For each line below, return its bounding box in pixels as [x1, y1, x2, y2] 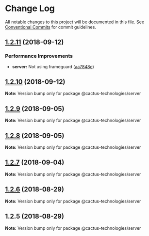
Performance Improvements [5, 53, 73, 60]
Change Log [5, 3, 55, 14]
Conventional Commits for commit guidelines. [5, 24, 96, 30]
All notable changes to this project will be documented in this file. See [5, 19, 145, 25]
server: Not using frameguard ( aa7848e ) [12, 63, 95, 69]
